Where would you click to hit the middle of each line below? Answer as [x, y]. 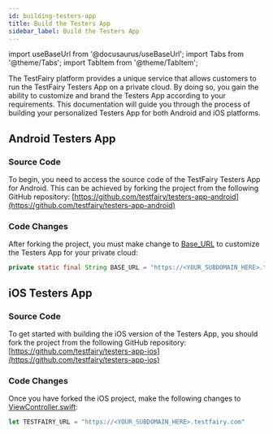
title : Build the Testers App [60, 24]
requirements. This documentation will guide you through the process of [129, 104]
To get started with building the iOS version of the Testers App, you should [133, 333]
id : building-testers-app [52, 16]
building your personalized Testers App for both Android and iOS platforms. [135, 113]
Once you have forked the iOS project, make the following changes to [125, 398]
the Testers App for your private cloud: [73, 253]
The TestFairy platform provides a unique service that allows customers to [133, 79]
